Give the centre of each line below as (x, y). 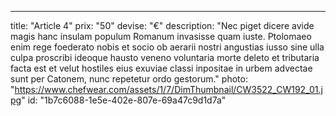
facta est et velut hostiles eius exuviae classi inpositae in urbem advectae (161, 68)
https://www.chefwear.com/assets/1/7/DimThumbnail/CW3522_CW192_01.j (168, 89)
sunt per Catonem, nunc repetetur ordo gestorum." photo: (129, 79)
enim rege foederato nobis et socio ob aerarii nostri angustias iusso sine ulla (167, 47)
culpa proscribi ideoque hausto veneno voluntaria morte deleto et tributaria (165, 57)
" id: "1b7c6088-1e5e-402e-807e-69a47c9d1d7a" (124, 100)
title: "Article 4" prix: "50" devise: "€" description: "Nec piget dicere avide (162, 25)
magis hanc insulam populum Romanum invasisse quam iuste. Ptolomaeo (161, 36)
